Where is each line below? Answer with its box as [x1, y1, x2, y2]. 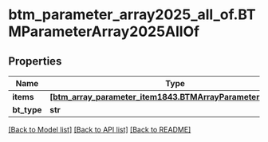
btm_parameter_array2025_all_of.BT [8, 6, 257, 24]
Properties [8, 54, 62, 68]
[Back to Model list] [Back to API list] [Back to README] [8, 125, 191, 134]
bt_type [12, 105, 42, 115]
